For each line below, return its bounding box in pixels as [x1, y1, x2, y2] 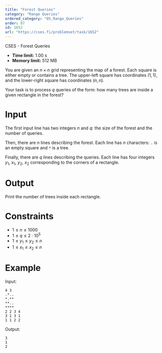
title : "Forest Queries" [5, 7, 55, 12]
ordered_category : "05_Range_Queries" [5, 16, 84, 21]
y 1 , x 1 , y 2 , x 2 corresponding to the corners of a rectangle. [5, 159, 120, 166]
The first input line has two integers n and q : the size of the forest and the [5, 125, 152, 131]
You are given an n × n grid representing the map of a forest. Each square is [5, 67, 157, 73]
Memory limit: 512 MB [12, 58, 57, 63]
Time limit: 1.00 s [12, 53, 47, 58]
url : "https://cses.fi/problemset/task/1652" [5, 30, 99, 35]
